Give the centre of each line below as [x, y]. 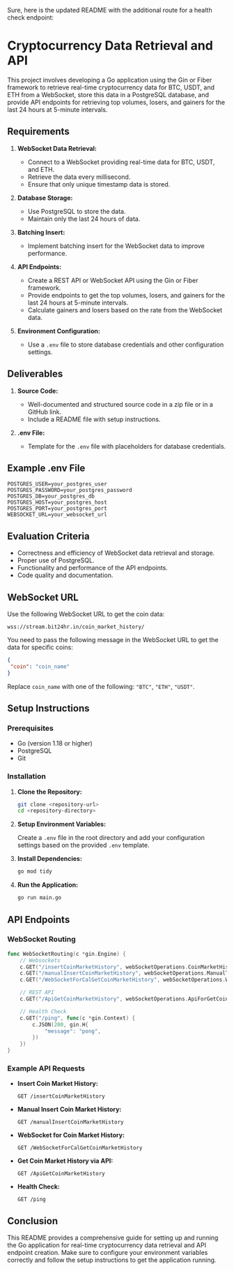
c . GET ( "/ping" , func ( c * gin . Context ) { [78, 1018]
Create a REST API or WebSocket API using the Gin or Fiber [113, 280]
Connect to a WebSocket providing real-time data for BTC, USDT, [121, 162]
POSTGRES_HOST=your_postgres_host [57, 502]
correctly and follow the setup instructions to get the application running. [112, 1260]
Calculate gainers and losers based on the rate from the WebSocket [125, 310]
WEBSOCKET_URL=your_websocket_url [57, 515]
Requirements [38, 132]
